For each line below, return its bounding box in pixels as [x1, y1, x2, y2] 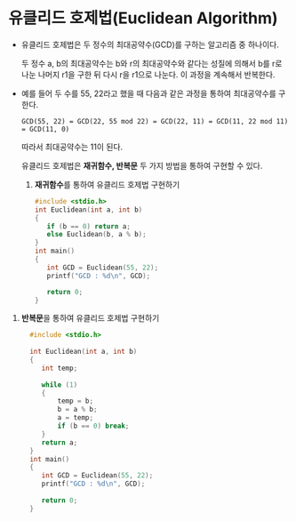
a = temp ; [57, 413, 94, 422]
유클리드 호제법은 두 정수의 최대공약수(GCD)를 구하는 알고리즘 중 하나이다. [20, 39, 279, 50]
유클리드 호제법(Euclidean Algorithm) [8, 8, 278, 28]
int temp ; [41, 364, 78, 373]
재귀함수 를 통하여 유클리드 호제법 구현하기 [34, 179, 180, 189]
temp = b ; [57, 397, 94, 405]
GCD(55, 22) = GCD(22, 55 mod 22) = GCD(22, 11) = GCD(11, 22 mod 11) [20, 116, 289, 125]
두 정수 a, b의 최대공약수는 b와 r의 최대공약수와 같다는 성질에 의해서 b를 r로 [20, 58, 283, 68]
